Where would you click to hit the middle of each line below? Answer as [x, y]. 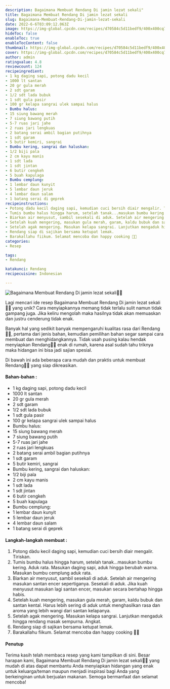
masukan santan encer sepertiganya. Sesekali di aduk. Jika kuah [80, 584]
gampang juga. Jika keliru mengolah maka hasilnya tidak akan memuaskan [83, 313]
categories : [18, 241]
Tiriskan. [22, 557]
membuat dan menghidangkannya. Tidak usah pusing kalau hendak [76, 339]
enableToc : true [22, 39]
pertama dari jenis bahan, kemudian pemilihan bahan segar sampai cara [89, 334]
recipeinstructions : [27, 204]
